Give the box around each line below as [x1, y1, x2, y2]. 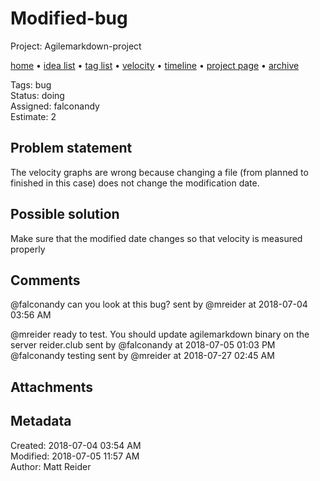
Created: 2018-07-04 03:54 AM [10, 439, 142, 451]
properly [10, 243, 46, 255]
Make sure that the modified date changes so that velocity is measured [10, 232, 303, 244]
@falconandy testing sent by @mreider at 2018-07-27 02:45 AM [10, 350, 275, 362]
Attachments [10, 378, 94, 396]
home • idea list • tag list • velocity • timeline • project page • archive [10, 59, 300, 71]
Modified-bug [10, 7, 128, 30]
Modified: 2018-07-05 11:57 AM [10, 450, 140, 462]
